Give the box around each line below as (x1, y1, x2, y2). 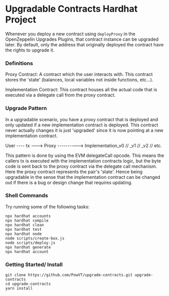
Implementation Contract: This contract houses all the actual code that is (5, 87, 157, 93)
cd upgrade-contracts (5, 281, 51, 287)
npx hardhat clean (5, 222, 44, 227)
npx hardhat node (5, 231, 42, 236)
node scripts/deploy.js (5, 240, 56, 245)
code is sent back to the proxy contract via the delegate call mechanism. (5, 163, 157, 169)
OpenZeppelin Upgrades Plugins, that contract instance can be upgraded (5, 36, 159, 42)
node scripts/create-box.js (5, 235, 65, 241)
